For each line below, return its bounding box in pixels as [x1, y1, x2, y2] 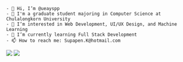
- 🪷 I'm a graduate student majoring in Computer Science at [6, 11, 162, 17]
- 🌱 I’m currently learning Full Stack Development [6, 32, 137, 38]
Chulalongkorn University [6, 16, 70, 22]
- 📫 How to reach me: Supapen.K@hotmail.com [6, 38, 121, 44]
